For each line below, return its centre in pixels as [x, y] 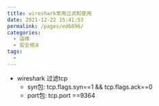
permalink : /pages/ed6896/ [45, 26]
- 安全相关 [27, 45]
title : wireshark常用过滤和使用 [49, 13]
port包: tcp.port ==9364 [61, 95]
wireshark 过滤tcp [42, 78]
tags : [15, 52]
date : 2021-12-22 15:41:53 [45, 20]
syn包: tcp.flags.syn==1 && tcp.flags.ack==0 [90, 87]
